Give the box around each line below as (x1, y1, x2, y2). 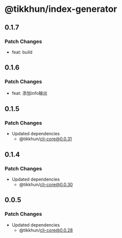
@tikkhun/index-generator (4, 3, 117, 15)
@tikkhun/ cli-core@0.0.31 (19, 136, 72, 142)
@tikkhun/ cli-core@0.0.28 (19, 227, 73, 233)
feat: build (11, 49, 33, 55)
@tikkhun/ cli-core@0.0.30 (19, 181, 73, 187)
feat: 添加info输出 (11, 90, 48, 96)
